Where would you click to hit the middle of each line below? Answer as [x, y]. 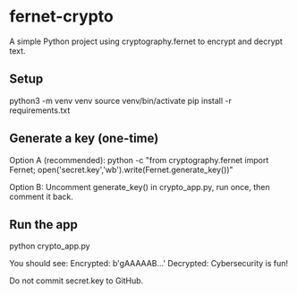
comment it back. [42, 196]
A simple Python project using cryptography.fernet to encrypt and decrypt [146, 41]
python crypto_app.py [50, 246]
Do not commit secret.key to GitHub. [76, 281]
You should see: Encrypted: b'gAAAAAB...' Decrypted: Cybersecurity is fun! [149, 264]
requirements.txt [40, 110]
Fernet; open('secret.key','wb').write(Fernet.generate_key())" [122, 169]
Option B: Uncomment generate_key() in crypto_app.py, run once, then [140, 187]
